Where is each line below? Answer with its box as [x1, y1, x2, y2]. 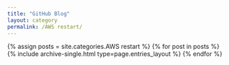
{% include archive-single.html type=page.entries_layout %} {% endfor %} [7, 50, 223, 58]
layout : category [7, 17, 58, 24]
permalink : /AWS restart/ [7, 23, 82, 30]
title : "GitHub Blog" [7, 10, 71, 17]
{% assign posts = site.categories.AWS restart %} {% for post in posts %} [7, 43, 220, 51]
